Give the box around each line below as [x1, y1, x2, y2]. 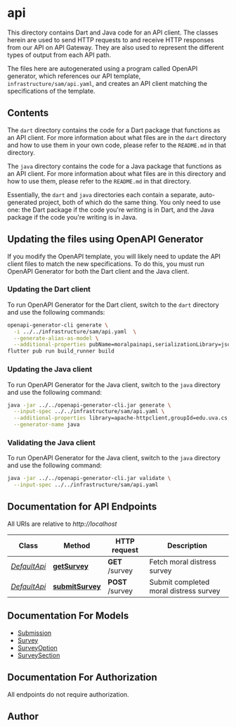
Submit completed [149, 577, 210, 587]
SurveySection [17, 651, 60, 659]
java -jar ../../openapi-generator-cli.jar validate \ [7, 475, 171, 482]
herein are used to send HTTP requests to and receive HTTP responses [7, 35, 214, 44]
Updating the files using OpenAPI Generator [7, 234, 204, 246]
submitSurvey [52, 581, 101, 591]
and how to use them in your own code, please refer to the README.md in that [7, 141, 227, 149]
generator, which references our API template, [7, 72, 141, 80]
